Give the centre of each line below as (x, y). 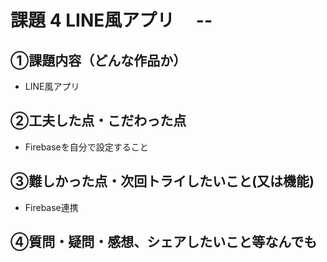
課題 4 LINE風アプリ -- (111, 20)
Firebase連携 (51, 207)
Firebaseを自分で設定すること (86, 147)
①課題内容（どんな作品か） (98, 60)
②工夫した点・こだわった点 (98, 121)
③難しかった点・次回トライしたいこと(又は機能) (162, 181)
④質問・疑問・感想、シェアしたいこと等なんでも (164, 242)
